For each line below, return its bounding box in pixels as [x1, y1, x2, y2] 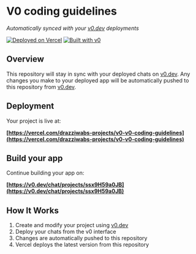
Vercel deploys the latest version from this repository [15, 241, 149, 249]
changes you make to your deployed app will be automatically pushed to [6, 76, 189, 84]
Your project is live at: [6, 117, 61, 125]
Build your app [6, 153, 63, 163]
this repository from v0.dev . [6, 83, 77, 90]
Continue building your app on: [6, 169, 85, 176]
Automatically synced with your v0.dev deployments [6, 24, 139, 32]
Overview [6, 54, 45, 65]
